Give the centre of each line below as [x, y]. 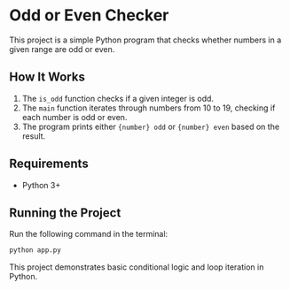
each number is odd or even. [74, 117]
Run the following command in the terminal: [89, 234]
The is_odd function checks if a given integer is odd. [118, 98]
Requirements [49, 164]
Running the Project [65, 213]
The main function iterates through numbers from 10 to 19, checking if [149, 108]
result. [34, 136]
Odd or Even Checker [89, 15]
